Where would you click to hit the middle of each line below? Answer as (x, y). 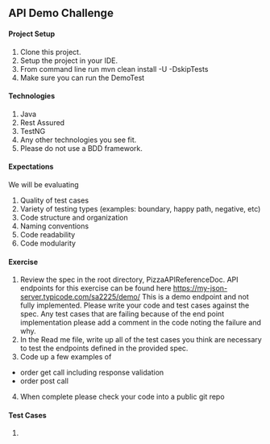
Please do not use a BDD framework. (81, 148)
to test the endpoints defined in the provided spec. (104, 348)
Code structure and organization (74, 218)
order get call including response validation (92, 373)
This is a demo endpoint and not (196, 297)
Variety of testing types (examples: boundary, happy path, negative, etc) (140, 209)
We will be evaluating (44, 184)
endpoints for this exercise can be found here (96, 288)
